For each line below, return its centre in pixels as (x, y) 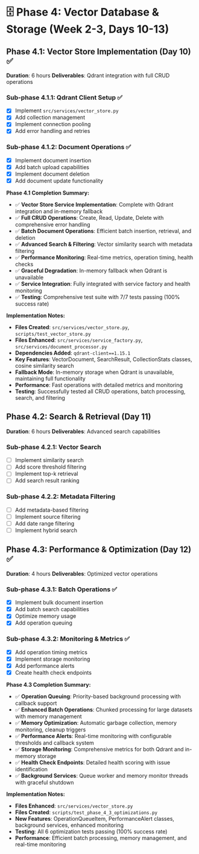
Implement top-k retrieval (46, 474)
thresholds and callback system (55, 743)
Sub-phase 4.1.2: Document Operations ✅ (69, 147)
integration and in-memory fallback (59, 211)
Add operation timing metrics (51, 652)
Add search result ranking (47, 481)
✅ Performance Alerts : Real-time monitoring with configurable (93, 736)
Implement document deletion (52, 174)
